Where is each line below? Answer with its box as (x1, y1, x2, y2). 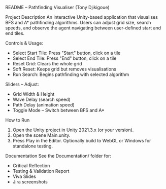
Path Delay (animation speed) (12, 102, 75, 108)
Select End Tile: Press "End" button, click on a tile (12, 55, 117, 61)
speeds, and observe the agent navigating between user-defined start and (5, 25, 161, 31)
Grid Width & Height (12, 91, 55, 97)
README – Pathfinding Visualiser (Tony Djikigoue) (5, 5, 110, 10)
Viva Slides (12, 173, 37, 179)
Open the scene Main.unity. (12, 132, 71, 138)
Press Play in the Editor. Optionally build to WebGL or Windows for (12, 138, 151, 143)
